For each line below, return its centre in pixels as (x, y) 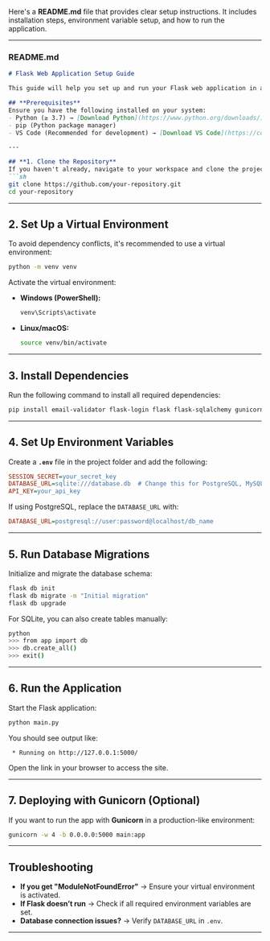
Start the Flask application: (53, 708)
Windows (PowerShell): (60, 298)
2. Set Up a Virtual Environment (88, 225)
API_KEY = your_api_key (45, 491)
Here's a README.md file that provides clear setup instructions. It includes (133, 12)
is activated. (40, 895)
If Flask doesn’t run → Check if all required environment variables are (135, 904)
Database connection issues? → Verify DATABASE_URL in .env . (121, 921)
